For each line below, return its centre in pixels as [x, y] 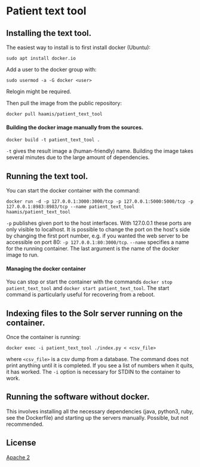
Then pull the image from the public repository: [64, 103]
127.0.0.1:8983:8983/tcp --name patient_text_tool [70, 207]
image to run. [22, 255]
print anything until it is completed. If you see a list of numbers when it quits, [100, 365]
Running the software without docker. [78, 397]
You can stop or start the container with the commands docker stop [89, 282]
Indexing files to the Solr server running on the [95, 313]
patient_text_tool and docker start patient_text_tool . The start [88, 288]
